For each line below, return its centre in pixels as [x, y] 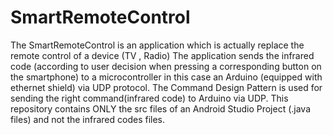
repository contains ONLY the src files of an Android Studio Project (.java [160, 108]
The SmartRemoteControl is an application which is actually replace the [157, 45]
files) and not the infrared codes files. [88, 119]
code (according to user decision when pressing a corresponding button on [166, 66]
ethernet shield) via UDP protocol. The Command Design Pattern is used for [166, 87]
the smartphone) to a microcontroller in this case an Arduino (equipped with [166, 77]
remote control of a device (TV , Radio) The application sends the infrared [162, 55]
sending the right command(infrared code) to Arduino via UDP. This [149, 98]
